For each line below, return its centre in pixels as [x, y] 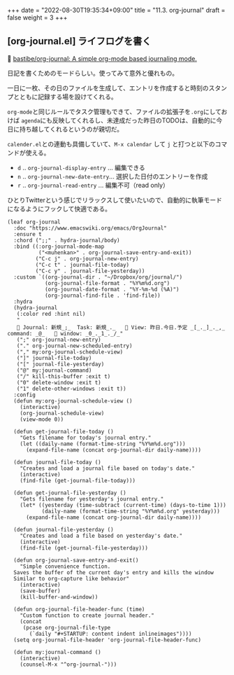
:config [25, 395]
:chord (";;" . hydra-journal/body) [67, 240]
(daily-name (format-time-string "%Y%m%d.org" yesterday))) [131, 511]
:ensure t [28, 234]
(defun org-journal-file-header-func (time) [79, 609]
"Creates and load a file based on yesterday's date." [101, 536]
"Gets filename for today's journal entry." [86, 438]
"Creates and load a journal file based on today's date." [108, 468]
